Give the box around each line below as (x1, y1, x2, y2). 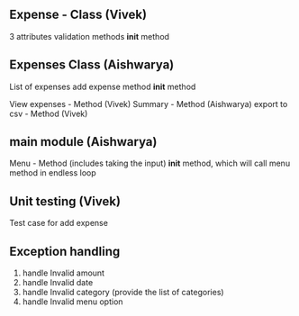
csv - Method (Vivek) (9, 108, 88, 119)
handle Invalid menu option (22, 296, 123, 307)
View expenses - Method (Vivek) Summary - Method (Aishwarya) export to (9, 98, 288, 109)
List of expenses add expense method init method (9, 81, 196, 92)
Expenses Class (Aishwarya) (9, 58, 175, 73)
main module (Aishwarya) (9, 134, 158, 149)
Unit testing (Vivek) (9, 194, 122, 209)
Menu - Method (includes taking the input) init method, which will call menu (9, 158, 291, 169)
